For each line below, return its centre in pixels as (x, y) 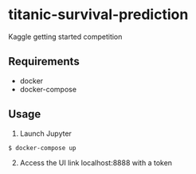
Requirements (44, 62)
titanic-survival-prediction (98, 15)
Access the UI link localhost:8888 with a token (96, 162)
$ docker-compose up (43, 148)
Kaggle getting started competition (65, 37)
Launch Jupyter (45, 133)
